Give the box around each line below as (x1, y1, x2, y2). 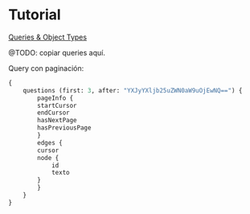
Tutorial (8, 6, 62, 24)
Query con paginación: (8, 63, 84, 73)
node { (37, 154, 59, 162)
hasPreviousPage (37, 124, 92, 132)
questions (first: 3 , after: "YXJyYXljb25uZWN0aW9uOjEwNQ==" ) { (23, 86, 243, 94)
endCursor (37, 109, 70, 117)
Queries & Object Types (8, 32, 87, 42)
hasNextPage (37, 117, 78, 125)
